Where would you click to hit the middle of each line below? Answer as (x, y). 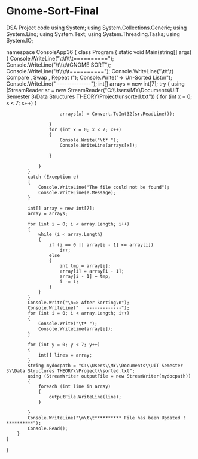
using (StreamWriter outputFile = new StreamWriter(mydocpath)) (109, 376)
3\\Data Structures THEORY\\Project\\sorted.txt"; (71, 371)
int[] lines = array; (65, 355)
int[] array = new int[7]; (61, 208)
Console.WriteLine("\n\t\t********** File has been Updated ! (107, 418)
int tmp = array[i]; (85, 266)
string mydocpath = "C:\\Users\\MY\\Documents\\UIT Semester (106, 366)
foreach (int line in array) (74, 386)
